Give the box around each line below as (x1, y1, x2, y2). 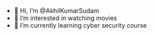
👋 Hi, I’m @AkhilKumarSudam (13, 7, 100, 15)
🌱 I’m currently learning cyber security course (13, 21, 148, 29)
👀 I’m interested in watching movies (13, 14, 117, 22)
